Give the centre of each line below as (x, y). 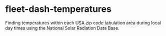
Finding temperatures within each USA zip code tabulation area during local (83, 23)
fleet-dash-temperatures (58, 9)
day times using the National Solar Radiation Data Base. (62, 28)
